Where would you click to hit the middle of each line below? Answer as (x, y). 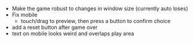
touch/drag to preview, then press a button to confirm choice (96, 21)
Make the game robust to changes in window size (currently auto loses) (100, 9)
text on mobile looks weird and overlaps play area (73, 34)
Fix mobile (24, 15)
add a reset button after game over (55, 27)
